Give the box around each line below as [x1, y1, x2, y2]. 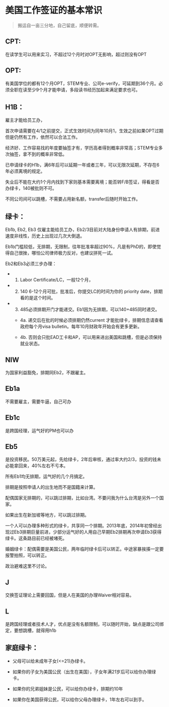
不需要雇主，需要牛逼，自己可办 [5, 398, 71, 405]
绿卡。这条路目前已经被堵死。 [5, 535, 67, 541]
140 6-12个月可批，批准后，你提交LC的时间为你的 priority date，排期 [20, 288, 163, 294]
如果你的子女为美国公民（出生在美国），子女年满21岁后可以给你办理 [12, 669, 152, 675]
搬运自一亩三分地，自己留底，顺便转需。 [17, 22, 102, 28]
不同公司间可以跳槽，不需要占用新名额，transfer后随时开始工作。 [5, 196, 141, 202]
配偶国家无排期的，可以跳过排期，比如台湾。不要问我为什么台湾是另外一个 [5, 495, 159, 501]
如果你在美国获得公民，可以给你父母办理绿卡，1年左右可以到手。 [12, 696, 147, 702]
